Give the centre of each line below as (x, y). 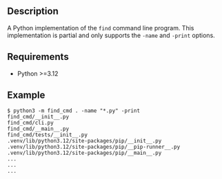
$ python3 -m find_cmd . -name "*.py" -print (73, 111)
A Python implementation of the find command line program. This (101, 28)
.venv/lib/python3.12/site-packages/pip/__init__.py (84, 141)
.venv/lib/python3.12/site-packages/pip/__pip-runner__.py (94, 147)
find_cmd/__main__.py (38, 129)
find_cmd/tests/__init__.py (48, 135)
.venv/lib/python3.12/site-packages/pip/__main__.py (84, 153)
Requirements (38, 57)
